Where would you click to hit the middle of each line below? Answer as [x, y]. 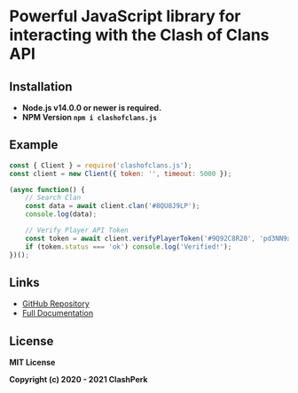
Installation [41, 86]
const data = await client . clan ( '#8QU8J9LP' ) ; [113, 206]
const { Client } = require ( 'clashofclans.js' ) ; [101, 166]
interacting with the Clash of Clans [139, 35]
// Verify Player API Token [77, 231]
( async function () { [47, 189]
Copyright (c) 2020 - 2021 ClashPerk [78, 380]
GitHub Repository [56, 304]
